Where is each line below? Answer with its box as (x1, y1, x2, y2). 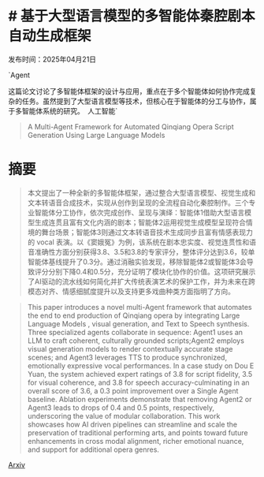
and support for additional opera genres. (27, 445, 160, 454)
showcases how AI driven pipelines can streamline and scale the (27, 419, 238, 429)
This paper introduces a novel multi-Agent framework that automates (27, 302, 252, 311)
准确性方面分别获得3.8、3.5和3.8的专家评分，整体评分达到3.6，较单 (34, 247, 255, 256)
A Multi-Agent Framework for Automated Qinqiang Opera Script (27, 121, 234, 131)
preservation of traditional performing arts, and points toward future (27, 427, 248, 438)
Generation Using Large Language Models (27, 130, 165, 140)
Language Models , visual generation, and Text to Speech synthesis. (27, 319, 250, 328)
